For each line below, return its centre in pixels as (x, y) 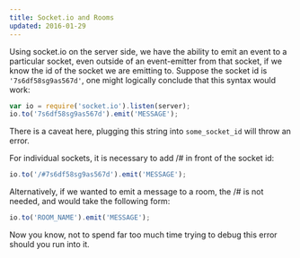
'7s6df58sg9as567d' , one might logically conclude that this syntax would (143, 80)
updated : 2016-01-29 (48, 26)
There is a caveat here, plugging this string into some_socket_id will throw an (150, 132)
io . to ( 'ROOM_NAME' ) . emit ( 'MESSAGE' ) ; (80, 218)
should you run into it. (49, 244)
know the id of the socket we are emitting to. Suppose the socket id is (138, 70)
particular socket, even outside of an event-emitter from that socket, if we (146, 61)
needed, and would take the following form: (90, 202)
